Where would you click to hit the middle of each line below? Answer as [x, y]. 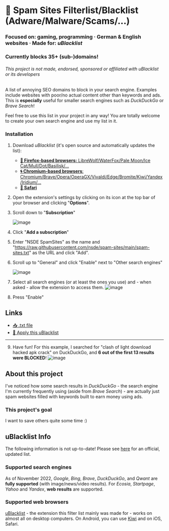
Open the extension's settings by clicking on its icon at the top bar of [84, 197]
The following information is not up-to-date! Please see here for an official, [82, 449]
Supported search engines [38, 467]
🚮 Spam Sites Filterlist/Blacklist [72, 10]
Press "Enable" [28, 297]
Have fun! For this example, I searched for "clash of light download [82, 347]
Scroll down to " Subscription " [44, 212]
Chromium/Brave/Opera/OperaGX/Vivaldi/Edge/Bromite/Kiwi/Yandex [91, 177]
